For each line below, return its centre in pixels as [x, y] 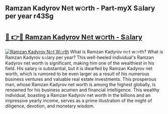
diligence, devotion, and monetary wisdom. [50, 106]
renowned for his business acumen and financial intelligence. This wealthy [82, 90]
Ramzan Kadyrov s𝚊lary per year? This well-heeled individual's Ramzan [80, 57]
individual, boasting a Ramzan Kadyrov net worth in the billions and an [78, 95]
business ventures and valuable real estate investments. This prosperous [81, 79]
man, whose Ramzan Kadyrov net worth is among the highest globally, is [80, 84]
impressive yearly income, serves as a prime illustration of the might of [79, 101]
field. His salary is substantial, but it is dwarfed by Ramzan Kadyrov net [79, 68]
